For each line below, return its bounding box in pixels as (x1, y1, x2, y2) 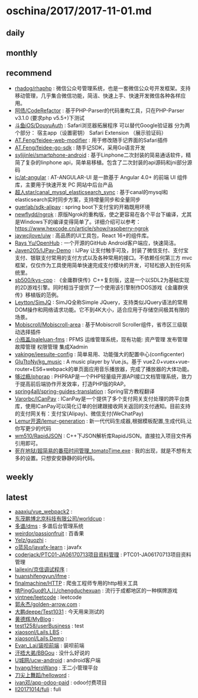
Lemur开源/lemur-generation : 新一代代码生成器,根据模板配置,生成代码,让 (14, 417, 192, 424)
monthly (6, 47, 38, 58)
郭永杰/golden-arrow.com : (14, 601, 81, 608)
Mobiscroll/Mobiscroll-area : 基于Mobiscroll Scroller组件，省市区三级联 (14, 321, 188, 328)
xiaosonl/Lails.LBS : (14, 628, 63, 636)
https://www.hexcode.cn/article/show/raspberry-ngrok (14, 224, 149, 232)
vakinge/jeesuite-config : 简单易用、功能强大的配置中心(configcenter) (14, 350, 185, 357)
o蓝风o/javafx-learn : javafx (14, 543, 82, 550)
